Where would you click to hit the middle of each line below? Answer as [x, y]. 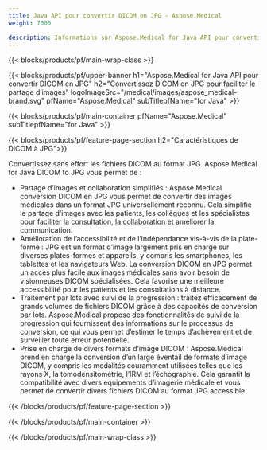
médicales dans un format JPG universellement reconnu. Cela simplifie [135, 205]
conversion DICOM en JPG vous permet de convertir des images [126, 197]
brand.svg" [27, 101]
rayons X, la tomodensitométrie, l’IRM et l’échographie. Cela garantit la [135, 374]
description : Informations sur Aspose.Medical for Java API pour [118, 37]
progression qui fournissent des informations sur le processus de [126, 323]
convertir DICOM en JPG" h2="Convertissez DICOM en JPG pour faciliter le [132, 84]
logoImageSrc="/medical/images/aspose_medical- [154, 92]
